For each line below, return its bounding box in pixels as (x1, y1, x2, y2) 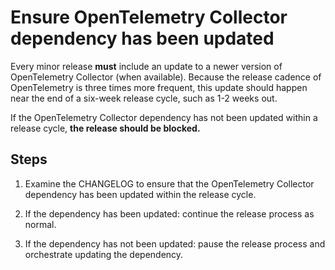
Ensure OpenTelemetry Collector (10, 6, 288, 29)
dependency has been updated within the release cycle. (24, 188, 257, 200)
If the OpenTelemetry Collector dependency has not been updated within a (10, 111, 318, 123)
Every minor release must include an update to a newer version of (10, 60, 283, 72)
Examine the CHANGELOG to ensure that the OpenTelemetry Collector (24, 177, 315, 190)
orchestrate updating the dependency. (24, 248, 184, 260)
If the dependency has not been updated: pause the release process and (24, 237, 326, 250)
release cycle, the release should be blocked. (10, 122, 201, 134)
